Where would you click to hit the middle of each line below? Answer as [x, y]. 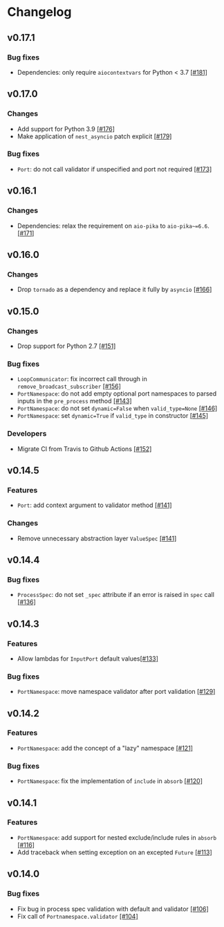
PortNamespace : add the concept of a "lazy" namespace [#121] [105, 748]
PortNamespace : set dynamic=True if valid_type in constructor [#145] [113, 416]
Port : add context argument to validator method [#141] [94, 505]
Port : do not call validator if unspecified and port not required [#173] [114, 169]
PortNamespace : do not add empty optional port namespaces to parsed [117, 394]
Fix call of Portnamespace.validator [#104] [77, 916]
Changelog [39, 12]
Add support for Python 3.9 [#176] [66, 129]
